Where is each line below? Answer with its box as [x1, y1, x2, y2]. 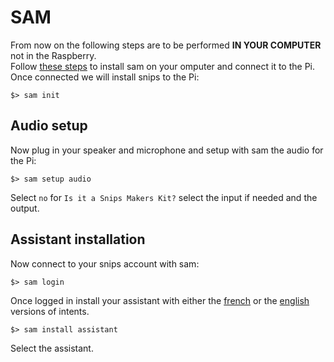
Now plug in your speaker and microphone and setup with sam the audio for [10, 144, 324, 156]
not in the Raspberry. [10, 49, 97, 61]
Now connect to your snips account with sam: [10, 257, 200, 270]
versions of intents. [10, 305, 90, 317]
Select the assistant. [10, 342, 94, 354]
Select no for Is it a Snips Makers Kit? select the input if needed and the [10, 191, 318, 203]
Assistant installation [10, 231, 146, 248]
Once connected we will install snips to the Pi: [10, 71, 200, 83]
